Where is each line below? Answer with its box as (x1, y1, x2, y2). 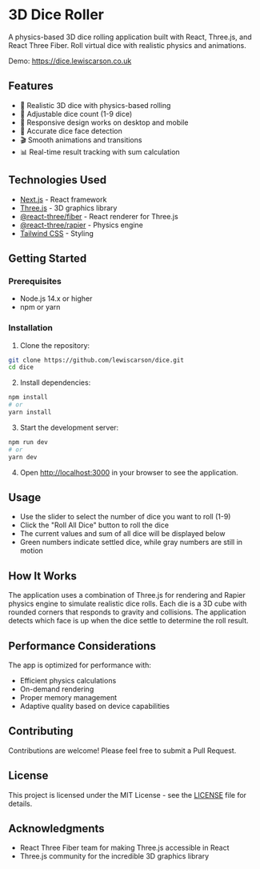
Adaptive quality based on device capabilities (19, 701, 170, 711)
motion (19, 546, 44, 555)
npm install (8, 394, 48, 402)
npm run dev (8, 438, 48, 446)
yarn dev (8, 453, 38, 461)
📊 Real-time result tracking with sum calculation (19, 146, 180, 157)
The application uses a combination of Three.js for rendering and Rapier (8, 591, 246, 600)
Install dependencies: (19, 378, 91, 387)
